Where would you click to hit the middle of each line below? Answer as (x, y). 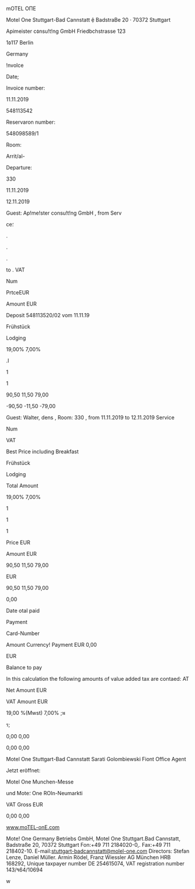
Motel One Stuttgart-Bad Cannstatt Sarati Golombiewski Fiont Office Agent (96, 759)
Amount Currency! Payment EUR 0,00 (52, 645)
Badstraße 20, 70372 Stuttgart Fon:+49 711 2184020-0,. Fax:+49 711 (88, 845)
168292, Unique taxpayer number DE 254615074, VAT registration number (95, 863)
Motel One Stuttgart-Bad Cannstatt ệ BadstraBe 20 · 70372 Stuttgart (88, 20)
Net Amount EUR (26, 690)
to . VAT (16, 270)
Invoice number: (26, 88)
